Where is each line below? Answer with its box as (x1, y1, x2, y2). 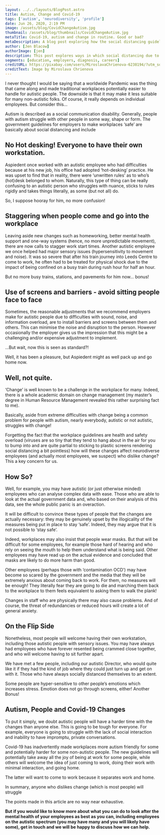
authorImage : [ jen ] (5, 48, 45, 53)
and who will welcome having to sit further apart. (5, 651, 104, 657)
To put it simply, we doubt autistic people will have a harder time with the (5, 719, 153, 724)
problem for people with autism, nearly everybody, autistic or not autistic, (5, 417, 154, 423)
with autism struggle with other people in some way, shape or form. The (5, 116, 151, 122)
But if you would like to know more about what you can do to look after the (5, 808, 159, 814)
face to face (5, 296, 43, 304)
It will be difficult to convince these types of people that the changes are (5, 511, 152, 517)
